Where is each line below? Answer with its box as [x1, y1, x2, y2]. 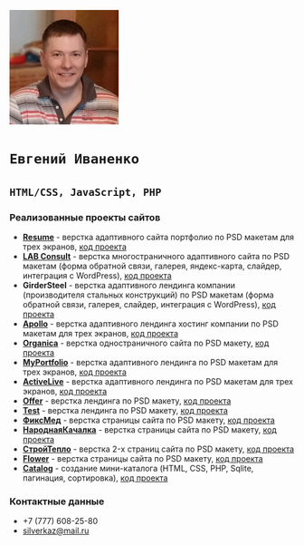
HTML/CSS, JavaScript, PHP [9, 185, 162, 199]
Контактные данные [9, 495, 105, 508]
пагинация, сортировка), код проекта [22, 472, 168, 483]
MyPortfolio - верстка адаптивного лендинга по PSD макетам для [22, 356, 279, 367]
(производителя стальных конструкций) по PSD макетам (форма [22, 289, 274, 300]
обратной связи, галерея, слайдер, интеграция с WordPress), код [22, 298, 276, 309]
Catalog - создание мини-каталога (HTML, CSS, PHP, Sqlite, [22, 462, 254, 473]
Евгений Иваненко [9, 151, 140, 168]
